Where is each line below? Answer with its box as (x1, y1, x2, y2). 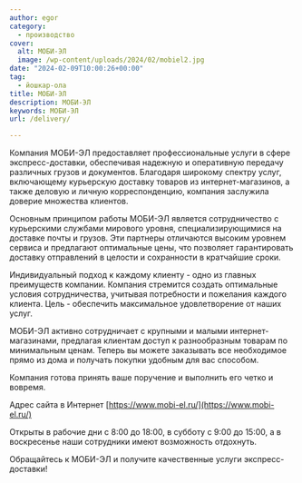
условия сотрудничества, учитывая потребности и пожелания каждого (9, 289, 287, 300)
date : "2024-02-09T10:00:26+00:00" (9, 64, 144, 74)
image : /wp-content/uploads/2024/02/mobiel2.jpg (17, 55, 205, 64)
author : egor (9, 13, 59, 23)
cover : (9, 38, 34, 48)
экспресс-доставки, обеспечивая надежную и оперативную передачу (9, 157, 284, 168)
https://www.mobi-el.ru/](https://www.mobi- (108, 399, 275, 410)
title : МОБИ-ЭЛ (9, 89, 67, 98)
